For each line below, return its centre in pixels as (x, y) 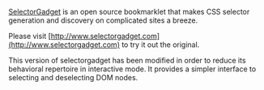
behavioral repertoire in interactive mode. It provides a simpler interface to (132, 69)
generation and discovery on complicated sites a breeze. (103, 20)
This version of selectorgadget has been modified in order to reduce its (127, 60)
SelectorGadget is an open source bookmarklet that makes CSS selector (129, 12)
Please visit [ (30, 36)
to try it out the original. (160, 45)
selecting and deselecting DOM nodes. (73, 77)
